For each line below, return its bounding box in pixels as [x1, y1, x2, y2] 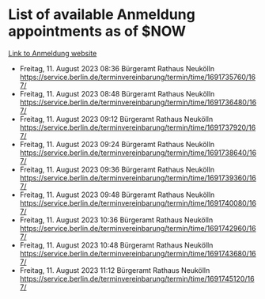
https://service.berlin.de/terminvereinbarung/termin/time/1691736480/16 [19, 97, 257, 107]
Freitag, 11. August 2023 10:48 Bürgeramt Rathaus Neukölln [19, 240, 214, 250]
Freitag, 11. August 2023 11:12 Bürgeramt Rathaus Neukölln [19, 265, 210, 274]
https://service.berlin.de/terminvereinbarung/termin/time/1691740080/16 [19, 198, 257, 207]
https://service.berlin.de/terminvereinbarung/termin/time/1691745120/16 [19, 274, 255, 283]
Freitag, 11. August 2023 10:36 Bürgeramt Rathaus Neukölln [19, 215, 214, 225]
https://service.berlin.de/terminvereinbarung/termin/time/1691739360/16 [19, 172, 257, 183]
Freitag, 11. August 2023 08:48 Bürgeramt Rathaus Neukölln [19, 89, 215, 98]
